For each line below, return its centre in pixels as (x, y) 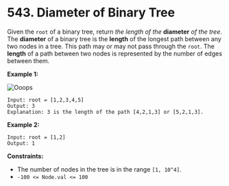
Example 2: (23, 124)
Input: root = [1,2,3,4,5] (46, 100)
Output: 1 (21, 143)
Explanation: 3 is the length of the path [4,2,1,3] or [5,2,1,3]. (106, 112)
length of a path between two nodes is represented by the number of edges (115, 54)
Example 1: (23, 74)
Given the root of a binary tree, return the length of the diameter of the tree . (115, 32)
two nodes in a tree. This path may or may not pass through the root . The (111, 46)
